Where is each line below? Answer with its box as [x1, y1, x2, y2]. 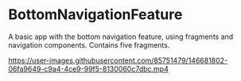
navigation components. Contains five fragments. [8, 40, 170, 49]
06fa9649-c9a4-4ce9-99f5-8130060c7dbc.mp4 [8, 64, 169, 73]
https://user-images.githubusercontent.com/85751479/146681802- [8, 56, 228, 65]
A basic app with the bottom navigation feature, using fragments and [8, 32, 234, 41]
